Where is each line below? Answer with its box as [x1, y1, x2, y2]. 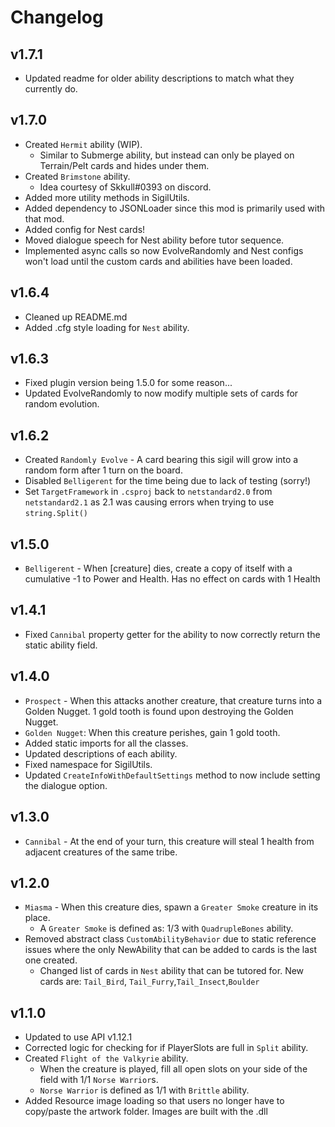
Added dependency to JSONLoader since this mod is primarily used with [24, 202, 326, 214]
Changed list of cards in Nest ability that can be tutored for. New [39, 965, 305, 977]
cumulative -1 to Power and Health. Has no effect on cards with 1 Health [24, 573, 321, 585]
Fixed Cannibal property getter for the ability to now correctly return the [24, 628, 321, 640]
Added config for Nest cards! [24, 223, 146, 235]
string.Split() [24, 509, 89, 519]
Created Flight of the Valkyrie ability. [24, 1052, 189, 1065]
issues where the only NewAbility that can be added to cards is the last [24, 944, 318, 956]
